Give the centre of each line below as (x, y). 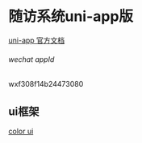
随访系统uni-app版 (71, 16)
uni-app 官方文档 (37, 40)
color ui (21, 131)
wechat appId (31, 59)
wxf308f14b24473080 (46, 84)
